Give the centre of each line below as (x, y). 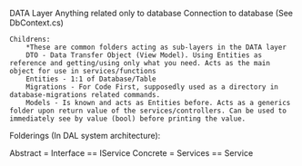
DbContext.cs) (36, 23)
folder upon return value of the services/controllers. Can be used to (148, 111)
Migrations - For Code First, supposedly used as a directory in (152, 87)
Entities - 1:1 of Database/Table (91, 79)
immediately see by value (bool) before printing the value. (128, 119)
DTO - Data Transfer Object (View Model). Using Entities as (144, 55)
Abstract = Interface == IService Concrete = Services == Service (131, 153)
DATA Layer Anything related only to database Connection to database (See (151, 13)
